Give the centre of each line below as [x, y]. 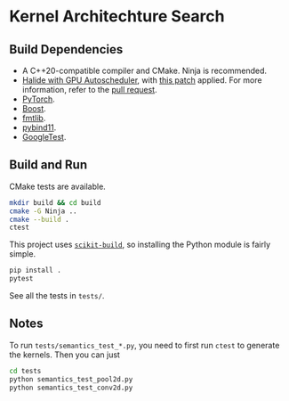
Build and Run [48, 165]
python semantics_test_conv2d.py [71, 388]
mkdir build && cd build [55, 202]
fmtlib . [34, 118]
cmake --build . [39, 219]
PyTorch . [38, 99]
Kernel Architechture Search [117, 16]
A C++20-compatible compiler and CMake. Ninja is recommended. [144, 70]
